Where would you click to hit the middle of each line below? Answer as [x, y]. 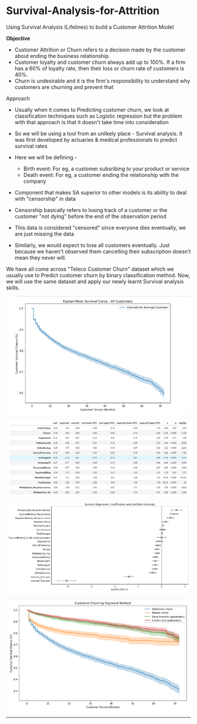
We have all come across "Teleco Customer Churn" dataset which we [90, 269]
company [35, 181]
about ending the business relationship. [62, 56]
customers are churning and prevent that [64, 87]
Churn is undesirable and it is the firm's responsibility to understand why [102, 81]
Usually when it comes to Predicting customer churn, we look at [92, 110]
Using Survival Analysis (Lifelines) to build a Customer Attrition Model [90, 27]
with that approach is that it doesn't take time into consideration [91, 122]
